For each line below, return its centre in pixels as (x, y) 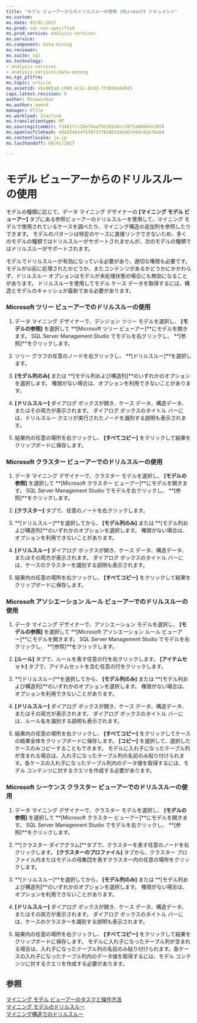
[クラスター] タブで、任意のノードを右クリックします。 (81, 510)
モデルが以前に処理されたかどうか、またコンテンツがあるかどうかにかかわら (99, 268)
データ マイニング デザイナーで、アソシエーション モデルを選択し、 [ (98, 624)
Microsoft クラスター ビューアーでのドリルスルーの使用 (84, 462)
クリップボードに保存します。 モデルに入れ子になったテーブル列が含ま (100, 941)
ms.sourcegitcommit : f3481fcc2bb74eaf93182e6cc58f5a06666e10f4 (85, 127)
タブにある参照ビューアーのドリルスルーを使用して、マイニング (106, 219)
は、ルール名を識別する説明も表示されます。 (69, 721)
